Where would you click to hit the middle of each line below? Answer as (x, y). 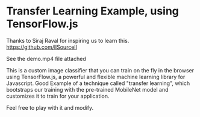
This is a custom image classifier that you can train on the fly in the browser (100, 70)
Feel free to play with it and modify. (50, 107)
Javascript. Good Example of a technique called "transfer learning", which (98, 83)
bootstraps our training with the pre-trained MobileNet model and (87, 89)
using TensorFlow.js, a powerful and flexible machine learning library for (96, 77)
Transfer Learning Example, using (93, 11)
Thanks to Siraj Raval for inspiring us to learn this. (68, 40)
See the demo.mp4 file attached (46, 58)
